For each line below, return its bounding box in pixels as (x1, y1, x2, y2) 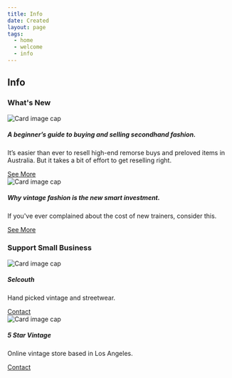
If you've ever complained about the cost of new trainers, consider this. (7, 211, 217, 220)
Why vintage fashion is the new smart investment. (7, 194, 160, 202)
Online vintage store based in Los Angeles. (7, 349, 133, 357)
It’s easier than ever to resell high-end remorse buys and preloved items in (7, 148, 226, 157)
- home (14, 37, 33, 44)
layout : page (7, 23, 46, 31)
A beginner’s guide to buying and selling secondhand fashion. (7, 130, 196, 139)
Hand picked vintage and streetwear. (7, 293, 116, 302)
